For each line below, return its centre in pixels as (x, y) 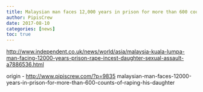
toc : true (19, 34)
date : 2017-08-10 (28, 23)
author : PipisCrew (29, 18)
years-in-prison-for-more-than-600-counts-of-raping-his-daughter (91, 83)
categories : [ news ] (31, 29)
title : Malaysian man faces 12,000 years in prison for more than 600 (97, 12)
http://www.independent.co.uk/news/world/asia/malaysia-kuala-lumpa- (96, 51)
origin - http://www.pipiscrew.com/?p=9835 (61, 76)
